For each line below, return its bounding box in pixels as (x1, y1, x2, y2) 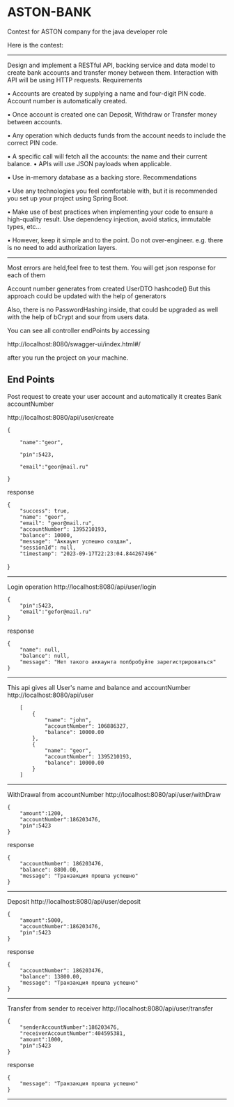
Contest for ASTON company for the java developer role (7, 27, 169, 36)
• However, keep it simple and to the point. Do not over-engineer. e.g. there (7, 235, 224, 244)
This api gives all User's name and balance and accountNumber (7, 683, 191, 691)
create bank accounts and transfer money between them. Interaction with (7, 68, 219, 77)
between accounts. (7, 117, 63, 126)
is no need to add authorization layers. (7, 243, 117, 251)
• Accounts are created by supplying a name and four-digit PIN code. (7, 89, 207, 98)
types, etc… (7, 222, 42, 230)
